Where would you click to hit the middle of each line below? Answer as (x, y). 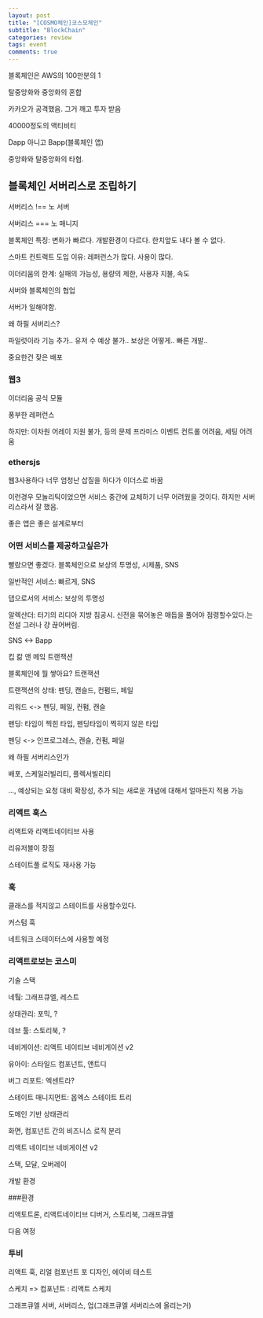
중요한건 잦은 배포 (35, 357)
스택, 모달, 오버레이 (37, 1164)
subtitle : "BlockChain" (47, 30)
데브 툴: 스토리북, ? (37, 1030)
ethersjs (24, 463)
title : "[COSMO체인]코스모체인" (55, 23)
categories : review (40, 37)
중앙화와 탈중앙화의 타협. (46, 159)
